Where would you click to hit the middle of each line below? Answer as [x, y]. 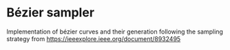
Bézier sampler [50, 13]
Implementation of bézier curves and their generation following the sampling [115, 32]
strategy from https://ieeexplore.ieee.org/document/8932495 [94, 38]
